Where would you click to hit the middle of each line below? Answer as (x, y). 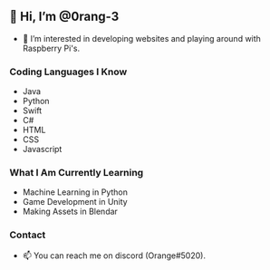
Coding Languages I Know (68, 72)
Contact (28, 235)
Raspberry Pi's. (51, 48)
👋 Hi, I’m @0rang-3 (64, 17)
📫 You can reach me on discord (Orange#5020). (114, 256)
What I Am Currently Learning (77, 173)
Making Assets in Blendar (70, 212)
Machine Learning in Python (75, 192)
